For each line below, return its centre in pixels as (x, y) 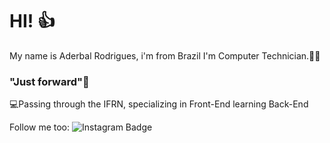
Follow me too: (40, 127)
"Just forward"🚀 (49, 81)
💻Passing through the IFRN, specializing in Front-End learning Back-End (159, 104)
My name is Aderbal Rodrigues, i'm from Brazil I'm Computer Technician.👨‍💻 (165, 55)
